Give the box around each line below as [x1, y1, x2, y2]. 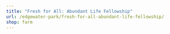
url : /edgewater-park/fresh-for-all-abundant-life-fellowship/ [6, 14, 165, 20]
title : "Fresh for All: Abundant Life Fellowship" [6, 8, 133, 14]
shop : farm [6, 19, 33, 25]
